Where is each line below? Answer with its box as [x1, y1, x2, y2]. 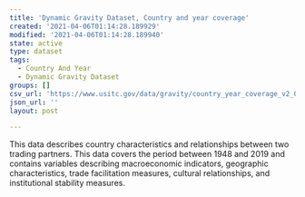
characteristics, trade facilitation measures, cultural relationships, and [9, 168, 271, 179]
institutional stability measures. [9, 178, 125, 189]
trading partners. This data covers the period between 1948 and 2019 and [9, 149, 286, 160]
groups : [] [9, 81, 51, 90]
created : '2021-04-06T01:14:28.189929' [9, 22, 161, 31]
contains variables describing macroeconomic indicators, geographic [9, 158, 270, 169]
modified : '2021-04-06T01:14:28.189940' [9, 30, 165, 39]
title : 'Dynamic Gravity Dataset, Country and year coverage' [9, 13, 250, 23]
